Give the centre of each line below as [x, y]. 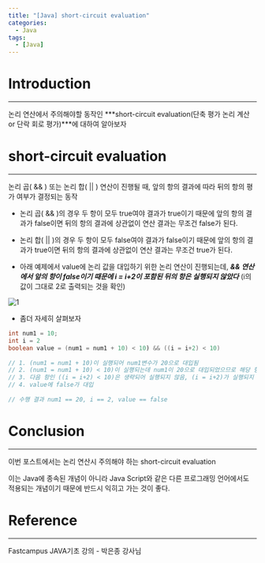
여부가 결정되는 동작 [47, 197]
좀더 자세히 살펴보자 [50, 318]
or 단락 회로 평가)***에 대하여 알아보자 [67, 124]
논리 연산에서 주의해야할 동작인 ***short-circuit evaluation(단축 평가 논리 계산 [129, 114]
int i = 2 [24, 340]
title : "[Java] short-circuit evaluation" [79, 15]
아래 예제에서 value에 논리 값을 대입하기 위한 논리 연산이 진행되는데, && [130, 266]
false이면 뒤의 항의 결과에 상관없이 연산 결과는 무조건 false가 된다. [136, 223]
